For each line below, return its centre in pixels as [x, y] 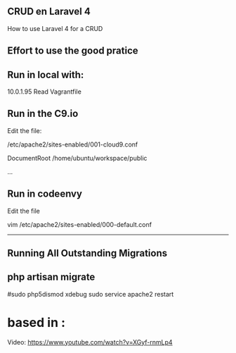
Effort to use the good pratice [73, 51]
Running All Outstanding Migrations [87, 253]
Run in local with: [46, 74]
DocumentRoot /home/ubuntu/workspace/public [77, 158]
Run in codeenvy [45, 194]
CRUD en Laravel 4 [49, 12]
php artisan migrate [51, 277]
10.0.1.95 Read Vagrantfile [45, 92]
